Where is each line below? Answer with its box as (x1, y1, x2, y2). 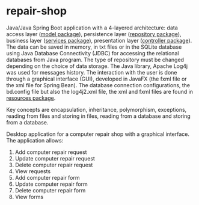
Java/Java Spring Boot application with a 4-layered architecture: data (6, 24, 179, 31)
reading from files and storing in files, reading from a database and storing (6, 112, 191, 120)
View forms (14, 193, 44, 200)
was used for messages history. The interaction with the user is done (6, 69, 177, 76)
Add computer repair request (14, 148, 87, 156)
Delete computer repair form (14, 186, 86, 194)
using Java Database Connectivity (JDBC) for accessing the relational (6, 49, 179, 57)
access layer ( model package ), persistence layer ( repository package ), (6, 30, 182, 37)
